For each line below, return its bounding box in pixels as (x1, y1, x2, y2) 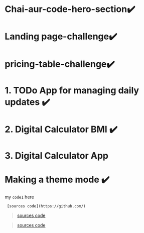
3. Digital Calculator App (5, 150, 109, 162)
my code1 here (5, 194, 35, 200)
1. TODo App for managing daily (5, 84, 139, 96)
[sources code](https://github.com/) (7, 204, 86, 209)
